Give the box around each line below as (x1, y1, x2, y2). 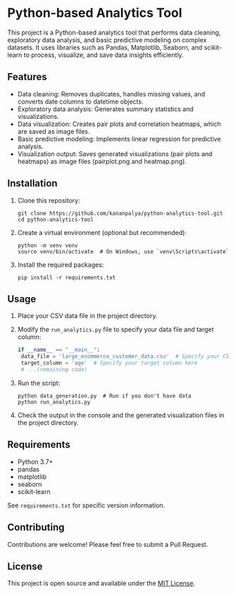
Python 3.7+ (17, 457, 54, 466)
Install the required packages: (17, 260, 104, 269)
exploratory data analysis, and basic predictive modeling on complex (7, 35, 207, 44)
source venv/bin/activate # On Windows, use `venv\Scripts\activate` (17, 248, 230, 255)
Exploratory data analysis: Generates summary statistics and (17, 104, 194, 113)
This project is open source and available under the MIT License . (7, 579, 196, 588)
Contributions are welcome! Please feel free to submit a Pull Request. (7, 540, 209, 548)
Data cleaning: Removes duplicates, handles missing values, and (17, 89, 206, 98)
